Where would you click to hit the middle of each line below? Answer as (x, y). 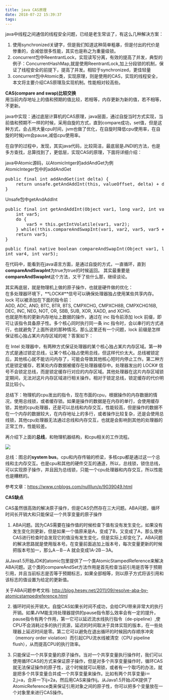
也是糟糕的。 (18, 476)
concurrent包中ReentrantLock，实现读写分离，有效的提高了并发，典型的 (88, 57)
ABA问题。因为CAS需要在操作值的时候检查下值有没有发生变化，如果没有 (88, 525)
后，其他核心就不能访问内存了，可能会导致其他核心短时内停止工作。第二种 (82, 359)
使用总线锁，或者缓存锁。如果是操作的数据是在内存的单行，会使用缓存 (87, 401)
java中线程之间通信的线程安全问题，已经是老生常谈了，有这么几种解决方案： (84, 34)
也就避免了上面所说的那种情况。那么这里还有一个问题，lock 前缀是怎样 (87, 329)
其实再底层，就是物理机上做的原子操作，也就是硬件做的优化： (69, 288)
